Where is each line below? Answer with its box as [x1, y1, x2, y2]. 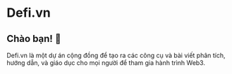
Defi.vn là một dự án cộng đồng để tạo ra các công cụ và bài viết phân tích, [6, 51, 226, 59]
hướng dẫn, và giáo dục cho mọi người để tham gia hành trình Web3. [6, 59, 206, 67]
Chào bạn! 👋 [6, 33, 61, 45]
